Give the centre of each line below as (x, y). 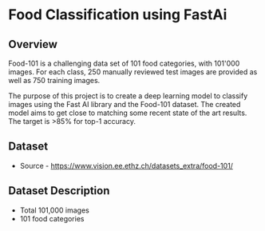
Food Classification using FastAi (118, 15)
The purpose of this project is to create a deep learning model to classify (128, 96)
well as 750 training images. (54, 80)
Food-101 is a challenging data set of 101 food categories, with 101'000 (124, 63)
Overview (33, 44)
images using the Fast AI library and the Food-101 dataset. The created (125, 104)
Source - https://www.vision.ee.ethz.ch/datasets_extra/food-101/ (127, 165)
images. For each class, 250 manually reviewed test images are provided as (133, 72)
